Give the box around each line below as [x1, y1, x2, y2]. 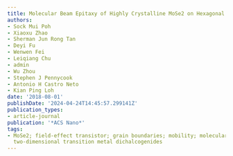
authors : [7, 17, 33, 23]
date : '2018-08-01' [7, 94, 64, 101]
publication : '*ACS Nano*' [7, 119, 85, 126]
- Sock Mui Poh [7, 23, 51, 30]
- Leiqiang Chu [7, 55, 51, 62]
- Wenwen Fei [7, 49, 45, 56]
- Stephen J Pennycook [7, 74, 73, 81]
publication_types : [7, 106, 64, 113]
